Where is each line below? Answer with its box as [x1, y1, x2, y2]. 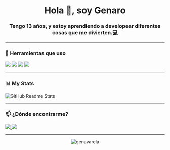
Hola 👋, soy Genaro [44, 5, 126, 16]
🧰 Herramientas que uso [5, 50, 66, 57]
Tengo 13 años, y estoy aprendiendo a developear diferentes [9, 23, 161, 30]
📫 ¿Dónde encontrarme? [5, 111, 68, 117]
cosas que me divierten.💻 [52, 29, 118, 36]
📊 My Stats [5, 80, 34, 87]
